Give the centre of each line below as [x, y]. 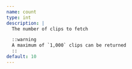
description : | [26, 23]
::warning [24, 40]
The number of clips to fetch [50, 29]
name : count [21, 12]
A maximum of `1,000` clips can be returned [69, 45]
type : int [19, 18]
